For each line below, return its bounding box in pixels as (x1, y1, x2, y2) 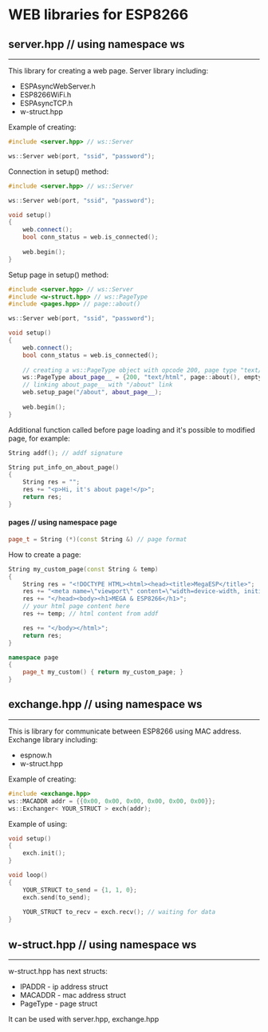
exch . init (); (22, 849, 66, 857)
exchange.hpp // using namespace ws (8, 698, 203, 711)
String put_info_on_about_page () (8, 463, 120, 472)
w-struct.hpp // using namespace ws (8, 938, 197, 951)
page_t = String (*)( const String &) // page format (8, 535, 187, 544)
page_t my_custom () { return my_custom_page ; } (22, 668, 183, 676)
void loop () (8, 872, 48, 880)
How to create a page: (8, 549, 81, 559)
